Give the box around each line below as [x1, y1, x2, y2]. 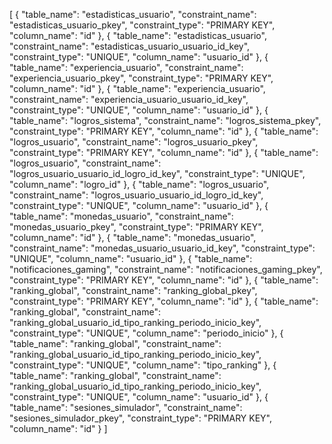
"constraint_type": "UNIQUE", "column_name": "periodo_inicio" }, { [9, 327, 284, 339]
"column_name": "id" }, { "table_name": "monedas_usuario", [9, 232, 257, 243]
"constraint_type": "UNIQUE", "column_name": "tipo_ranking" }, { [9, 359, 277, 371]
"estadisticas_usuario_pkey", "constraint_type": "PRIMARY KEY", [9, 19, 276, 31]
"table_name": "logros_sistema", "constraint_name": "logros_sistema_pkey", [9, 115, 322, 126]
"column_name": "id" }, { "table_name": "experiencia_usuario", [9, 83, 266, 94]
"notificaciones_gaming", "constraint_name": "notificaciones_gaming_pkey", [9, 264, 323, 275]
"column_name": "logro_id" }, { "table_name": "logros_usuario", [9, 179, 270, 190]
